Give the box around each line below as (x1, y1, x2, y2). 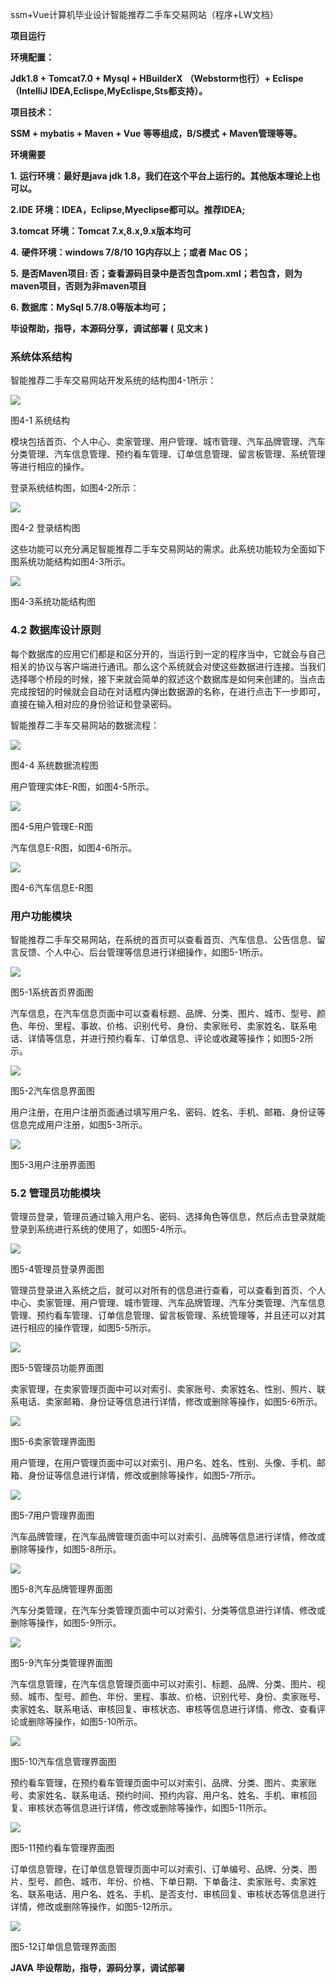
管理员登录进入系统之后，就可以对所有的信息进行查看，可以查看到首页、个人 (10, 1284, 326, 1297)
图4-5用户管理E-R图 (10, 820, 93, 832)
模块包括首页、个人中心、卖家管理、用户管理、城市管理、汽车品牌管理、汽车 (10, 436, 326, 448)
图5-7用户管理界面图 (10, 1509, 95, 1522)
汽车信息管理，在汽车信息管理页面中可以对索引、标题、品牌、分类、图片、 (10, 1678, 317, 1690)
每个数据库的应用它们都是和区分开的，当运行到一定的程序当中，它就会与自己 (10, 648, 326, 660)
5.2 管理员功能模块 (10, 1186, 101, 1200)
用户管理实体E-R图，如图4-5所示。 (10, 780, 155, 792)
